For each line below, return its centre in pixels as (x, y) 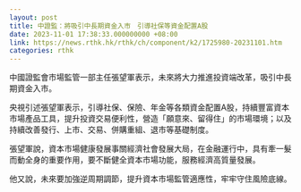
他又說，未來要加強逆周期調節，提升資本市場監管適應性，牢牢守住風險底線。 (150, 179)
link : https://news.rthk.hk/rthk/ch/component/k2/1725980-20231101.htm (146, 42)
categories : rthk (42, 51)
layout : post (34, 17)
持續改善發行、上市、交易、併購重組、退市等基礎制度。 (111, 129)
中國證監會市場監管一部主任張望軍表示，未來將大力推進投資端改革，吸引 (142, 78)
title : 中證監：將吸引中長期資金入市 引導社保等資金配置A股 (109, 26)
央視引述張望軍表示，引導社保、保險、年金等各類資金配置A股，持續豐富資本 (149, 107)
